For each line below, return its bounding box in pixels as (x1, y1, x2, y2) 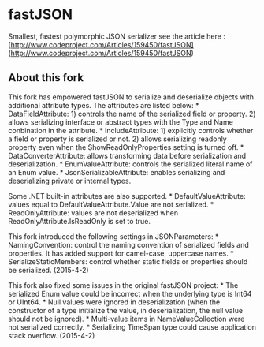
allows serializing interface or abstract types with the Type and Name (8, 117, 234, 127)
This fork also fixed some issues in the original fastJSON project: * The (8, 280, 239, 289)
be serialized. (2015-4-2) (8, 265, 89, 274)
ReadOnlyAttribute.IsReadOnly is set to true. (8, 216, 151, 226)
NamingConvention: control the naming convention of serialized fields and (8, 240, 250, 249)
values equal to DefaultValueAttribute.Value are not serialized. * (8, 200, 214, 209)
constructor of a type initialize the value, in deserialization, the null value (8, 305, 243, 315)
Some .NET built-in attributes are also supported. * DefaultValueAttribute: (8, 191, 246, 200)
